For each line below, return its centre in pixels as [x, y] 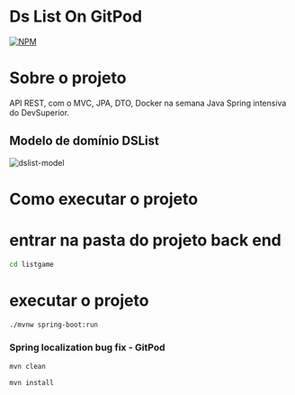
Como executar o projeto [104, 199]
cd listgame [31, 264]
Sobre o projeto [68, 78]
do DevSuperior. [40, 112]
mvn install [31, 382]
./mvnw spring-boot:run [54, 325]
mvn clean [28, 366]
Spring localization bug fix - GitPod [87, 347]
